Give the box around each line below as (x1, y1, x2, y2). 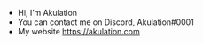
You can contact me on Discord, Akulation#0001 (17, 17, 195, 27)
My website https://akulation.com (17, 26, 140, 36)
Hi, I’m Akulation (17, 8, 78, 18)
